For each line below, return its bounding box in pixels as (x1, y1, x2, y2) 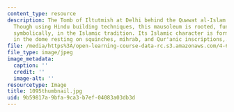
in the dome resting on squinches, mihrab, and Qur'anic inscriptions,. (13, 36, 229, 43)
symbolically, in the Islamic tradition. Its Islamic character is (13, 29, 214, 37)
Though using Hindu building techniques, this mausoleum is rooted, (13, 23, 217, 30)
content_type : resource (7, 10, 77, 17)
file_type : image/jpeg (7, 49, 73, 56)
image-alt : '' (13, 74, 54, 82)
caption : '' (13, 62, 49, 69)
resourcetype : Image (7, 81, 68, 88)
